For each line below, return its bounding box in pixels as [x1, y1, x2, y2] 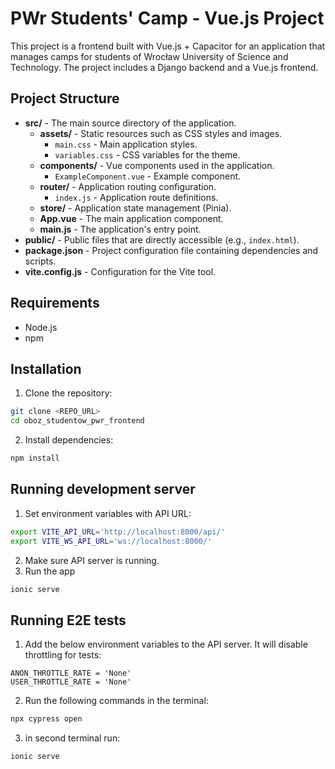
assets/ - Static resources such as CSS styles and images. [39, 127, 283, 139]
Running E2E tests [10, 612, 127, 629]
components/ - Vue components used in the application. [39, 159, 275, 171]
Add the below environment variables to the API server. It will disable [24, 638, 308, 651]
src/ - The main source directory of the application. [24, 117, 237, 129]
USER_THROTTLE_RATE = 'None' [10, 677, 132, 687]
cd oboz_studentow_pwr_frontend [10, 416, 145, 426]
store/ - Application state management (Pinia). [39, 202, 232, 214]
